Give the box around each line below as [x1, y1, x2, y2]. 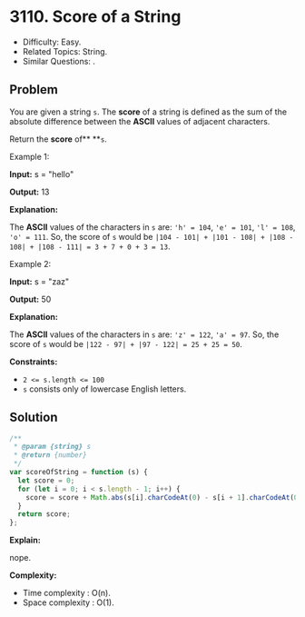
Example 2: [9, 258, 52, 269]
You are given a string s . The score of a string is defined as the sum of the [9, 106, 288, 117]
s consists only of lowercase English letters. [22, 383, 187, 394]
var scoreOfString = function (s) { [9, 468, 148, 477]
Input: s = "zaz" [9, 275, 70, 287]
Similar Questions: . [22, 55, 95, 66]
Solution [9, 410, 58, 425]
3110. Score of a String [9, 6, 182, 27]
